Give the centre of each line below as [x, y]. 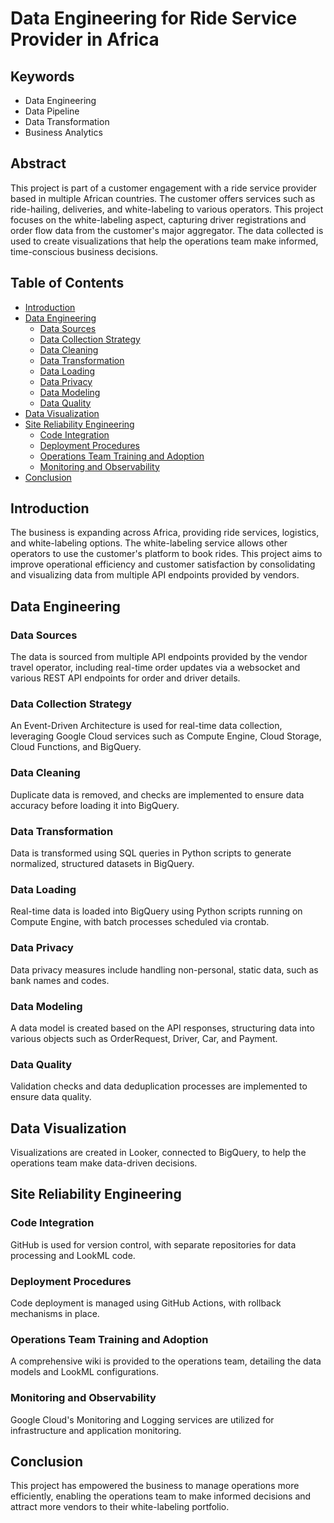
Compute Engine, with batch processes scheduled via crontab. [140, 922]
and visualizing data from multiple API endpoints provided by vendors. [155, 575]
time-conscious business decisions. [84, 251]
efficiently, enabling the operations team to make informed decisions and [161, 1496]
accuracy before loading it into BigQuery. [95, 805]
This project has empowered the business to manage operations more [155, 1486]
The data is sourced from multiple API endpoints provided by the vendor [159, 657]
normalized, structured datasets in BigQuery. [102, 864]
